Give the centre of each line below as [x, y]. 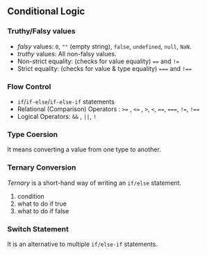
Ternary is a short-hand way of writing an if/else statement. [94, 183]
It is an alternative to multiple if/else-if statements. [83, 244]
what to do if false [43, 211]
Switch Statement [38, 229]
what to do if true [42, 204]
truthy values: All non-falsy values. [67, 54]
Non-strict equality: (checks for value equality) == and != [98, 61]
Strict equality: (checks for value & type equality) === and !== [105, 68]
